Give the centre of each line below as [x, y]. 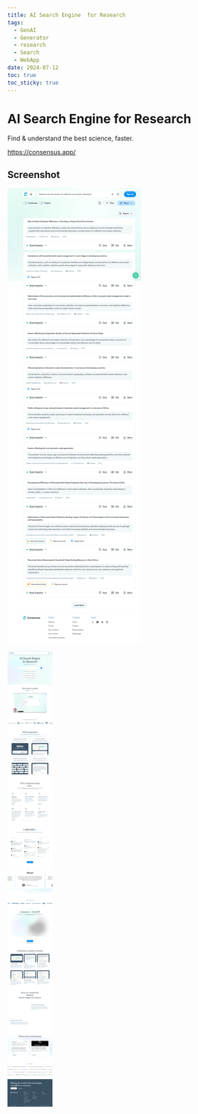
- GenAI [25, 30]
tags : [15, 22]
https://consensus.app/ [42, 152]
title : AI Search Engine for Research [67, 15]
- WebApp [27, 61]
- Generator [32, 38]
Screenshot [34, 175]
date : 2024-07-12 [33, 68]
